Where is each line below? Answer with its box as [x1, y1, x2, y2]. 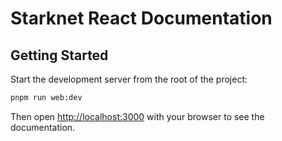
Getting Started [10, 47, 109, 64]
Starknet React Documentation [10, 7, 273, 30]
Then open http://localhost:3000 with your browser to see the [10, 110, 265, 122]
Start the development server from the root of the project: [10, 73, 248, 85]
